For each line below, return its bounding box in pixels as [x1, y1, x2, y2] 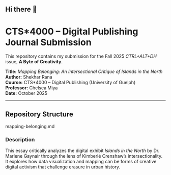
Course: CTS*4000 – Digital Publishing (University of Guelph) [5, 80, 136, 86]
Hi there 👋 [5, 5, 37, 14]
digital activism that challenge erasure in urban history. [5, 164, 121, 170]
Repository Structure [5, 110, 74, 118]
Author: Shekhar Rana [5, 74, 52, 80]
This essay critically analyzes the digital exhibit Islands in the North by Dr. [5, 147, 160, 154]
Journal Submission [5, 36, 92, 48]
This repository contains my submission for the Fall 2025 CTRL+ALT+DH [5, 53, 157, 59]
